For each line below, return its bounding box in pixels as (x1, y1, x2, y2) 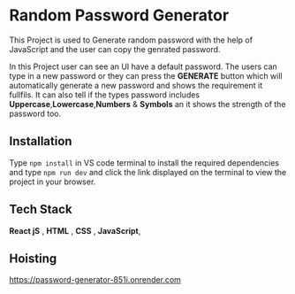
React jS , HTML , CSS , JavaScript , (9, 225, 141, 236)
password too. (9, 108, 62, 119)
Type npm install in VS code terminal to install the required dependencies (9, 157, 280, 168)
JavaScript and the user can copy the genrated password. (9, 43, 221, 54)
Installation (9, 134, 72, 149)
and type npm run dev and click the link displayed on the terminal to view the (9, 166, 287, 177)
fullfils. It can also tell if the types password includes (9, 89, 200, 100)
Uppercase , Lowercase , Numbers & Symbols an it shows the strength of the (9, 98, 286, 109)
